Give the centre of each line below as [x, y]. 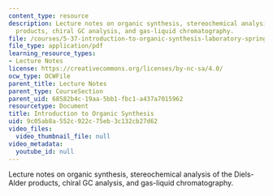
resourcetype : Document [49, 106]
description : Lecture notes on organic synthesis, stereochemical [123, 23]
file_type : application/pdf [56, 46]
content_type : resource [49, 16]
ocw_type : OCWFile [39, 76]
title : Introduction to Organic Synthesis [81, 114]
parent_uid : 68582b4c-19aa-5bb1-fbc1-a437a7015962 [96, 99]
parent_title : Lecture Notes [58, 83]
